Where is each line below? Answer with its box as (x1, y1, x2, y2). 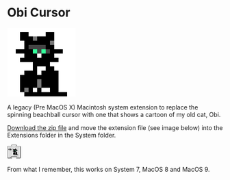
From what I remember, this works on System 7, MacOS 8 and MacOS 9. (7, 165, 210, 173)
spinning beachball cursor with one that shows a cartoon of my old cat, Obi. (7, 110, 221, 118)
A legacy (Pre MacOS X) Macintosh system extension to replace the (7, 103, 199, 111)
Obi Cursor (7, 5, 71, 21)
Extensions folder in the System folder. (7, 131, 116, 139)
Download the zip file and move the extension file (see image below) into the (7, 123, 223, 131)
